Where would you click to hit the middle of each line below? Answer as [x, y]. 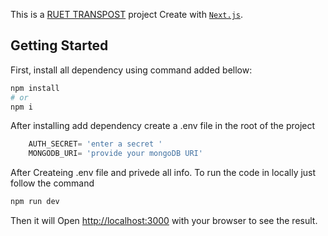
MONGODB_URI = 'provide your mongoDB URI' [115, 154]
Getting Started [59, 45]
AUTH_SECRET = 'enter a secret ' [95, 144]
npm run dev [35, 202]
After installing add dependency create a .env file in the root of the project [163, 126]
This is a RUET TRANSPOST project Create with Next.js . [127, 14]
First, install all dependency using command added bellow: [131, 70]
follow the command [52, 183]
